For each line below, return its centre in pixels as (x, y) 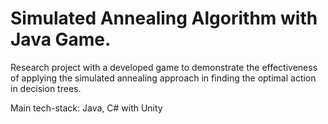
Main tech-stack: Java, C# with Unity (86, 108)
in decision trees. (46, 88)
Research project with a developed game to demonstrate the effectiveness (164, 67)
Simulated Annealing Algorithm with (164, 18)
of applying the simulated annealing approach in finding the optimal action (163, 78)
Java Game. (61, 39)
